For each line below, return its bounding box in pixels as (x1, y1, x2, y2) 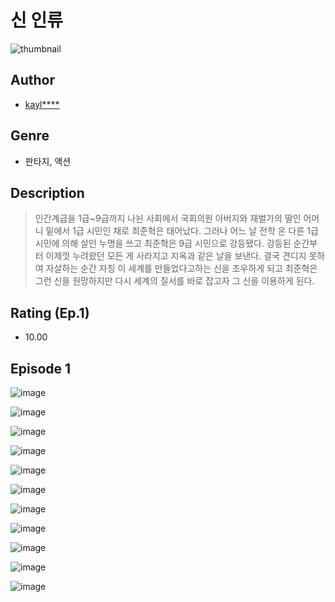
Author (10, 72, 55, 89)
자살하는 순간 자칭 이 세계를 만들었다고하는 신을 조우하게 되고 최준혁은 (45, 262, 318, 275)
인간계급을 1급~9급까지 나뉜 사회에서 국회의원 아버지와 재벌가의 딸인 (34, 212, 302, 225)
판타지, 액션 (24, 155, 72, 167)
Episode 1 (10, 360, 72, 377)
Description (10, 184, 85, 201)
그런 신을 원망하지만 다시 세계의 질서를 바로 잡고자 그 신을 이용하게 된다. (34, 275, 315, 287)
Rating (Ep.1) (10, 304, 90, 321)
